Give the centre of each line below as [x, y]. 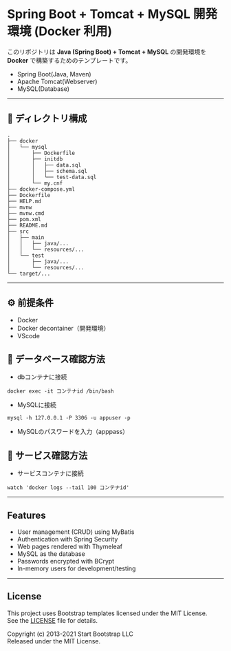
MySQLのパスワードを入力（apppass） [73, 432]
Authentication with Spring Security [67, 539]
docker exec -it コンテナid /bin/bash [61, 391]
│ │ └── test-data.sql [52, 177]
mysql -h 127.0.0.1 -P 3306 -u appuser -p [69, 418]
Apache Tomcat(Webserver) [57, 81]
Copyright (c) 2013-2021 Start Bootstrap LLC [70, 634]
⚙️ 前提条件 [30, 303]
